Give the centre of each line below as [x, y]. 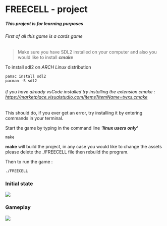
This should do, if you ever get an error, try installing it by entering [74, 112]
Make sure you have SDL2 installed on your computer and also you [87, 52]
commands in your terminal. [34, 118]
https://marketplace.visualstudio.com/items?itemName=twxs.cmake [76, 97]
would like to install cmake [45, 57]
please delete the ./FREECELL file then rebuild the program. [67, 152]
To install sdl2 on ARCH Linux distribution [48, 67]
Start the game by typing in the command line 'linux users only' [72, 128]
